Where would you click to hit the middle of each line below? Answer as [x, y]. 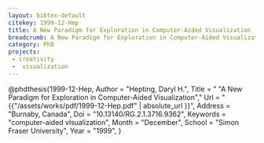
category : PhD [31, 45]
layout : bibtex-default [47, 15]
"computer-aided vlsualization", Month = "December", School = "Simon [124, 122]
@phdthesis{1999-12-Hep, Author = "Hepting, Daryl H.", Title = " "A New [125, 89]
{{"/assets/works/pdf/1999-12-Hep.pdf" [73, 105]
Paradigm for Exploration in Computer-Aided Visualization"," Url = [114, 97]
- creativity [33, 60]
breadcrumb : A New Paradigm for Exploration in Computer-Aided [114, 37]
